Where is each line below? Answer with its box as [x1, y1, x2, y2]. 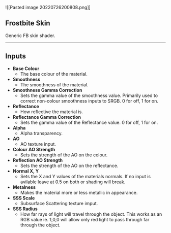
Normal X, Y [12, 168, 39, 174]
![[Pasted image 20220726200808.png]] [5, 5, 91, 10]
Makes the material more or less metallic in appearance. [20, 189, 138, 195]
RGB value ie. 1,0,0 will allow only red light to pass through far [20, 216, 150, 222]
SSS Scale [12, 195, 35, 201]
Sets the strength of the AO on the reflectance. [20, 162, 119, 169]
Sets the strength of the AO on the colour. [20, 152, 108, 158]
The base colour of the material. [20, 71, 88, 77]
